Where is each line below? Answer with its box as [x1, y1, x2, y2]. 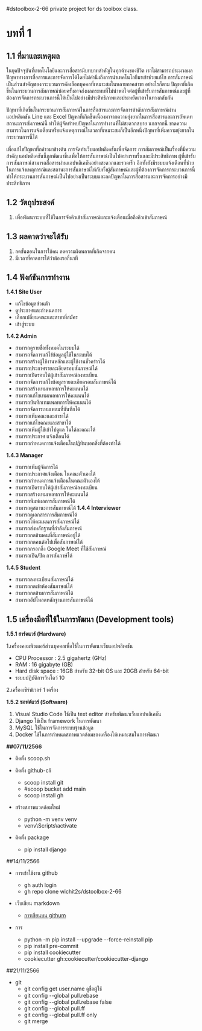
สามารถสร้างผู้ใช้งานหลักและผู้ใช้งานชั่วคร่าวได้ [14, 358, 106, 365]
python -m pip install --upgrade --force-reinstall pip [24, 936, 153, 943]
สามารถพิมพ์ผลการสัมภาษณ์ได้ [14, 498, 75, 505]
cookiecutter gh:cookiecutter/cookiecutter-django [24, 955, 149, 963]
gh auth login [24, 881, 57, 889]
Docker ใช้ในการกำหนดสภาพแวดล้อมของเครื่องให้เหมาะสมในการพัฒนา [14, 731, 159, 738]
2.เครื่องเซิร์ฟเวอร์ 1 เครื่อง [6, 687, 58, 694]
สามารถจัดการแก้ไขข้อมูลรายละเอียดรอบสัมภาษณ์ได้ [14, 378, 116, 386]
